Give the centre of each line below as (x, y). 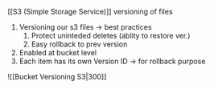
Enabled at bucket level (58, 53)
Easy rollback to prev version (79, 44)
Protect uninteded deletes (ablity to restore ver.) (111, 36)
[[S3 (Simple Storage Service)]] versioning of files (91, 12)
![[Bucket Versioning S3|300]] (57, 77)
